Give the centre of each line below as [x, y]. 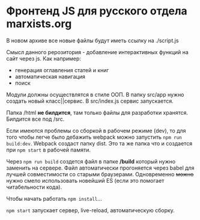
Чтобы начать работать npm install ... [54, 198]
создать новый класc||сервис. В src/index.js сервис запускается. [90, 101]
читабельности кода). [34, 187]
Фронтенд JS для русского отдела [97, 11]
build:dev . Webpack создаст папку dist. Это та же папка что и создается [99, 143]
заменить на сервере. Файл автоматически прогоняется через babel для [100, 168]
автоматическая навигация [50, 76]
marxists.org [39, 24]
